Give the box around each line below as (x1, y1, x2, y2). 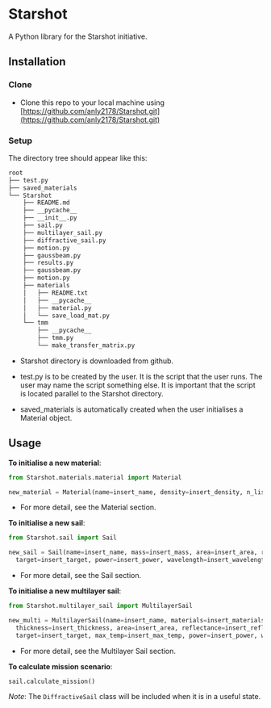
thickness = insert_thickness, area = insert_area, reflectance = (15, 623, 226, 632)
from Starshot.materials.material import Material (8, 473, 182, 481)
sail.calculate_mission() (8, 677, 95, 685)
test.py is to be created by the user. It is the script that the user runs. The (19, 371, 263, 381)
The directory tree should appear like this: (8, 153, 148, 162)
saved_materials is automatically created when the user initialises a (19, 404, 244, 414)
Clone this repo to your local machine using (19, 98, 165, 107)
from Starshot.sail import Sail (8, 534, 117, 542)
